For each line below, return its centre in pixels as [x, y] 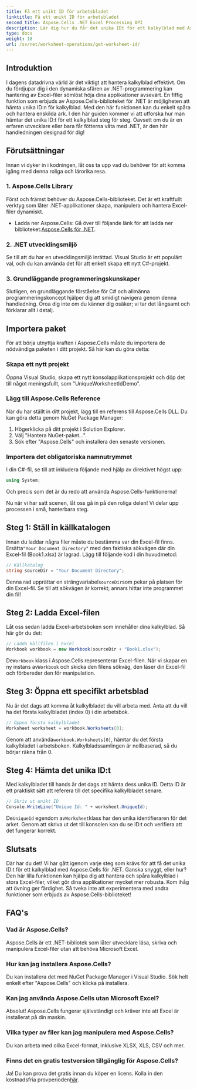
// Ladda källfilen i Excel [40, 644]
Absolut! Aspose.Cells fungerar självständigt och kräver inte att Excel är [93, 1011]
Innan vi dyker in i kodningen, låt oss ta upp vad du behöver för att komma [96, 165]
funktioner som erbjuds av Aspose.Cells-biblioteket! [69, 894]
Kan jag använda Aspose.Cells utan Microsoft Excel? [83, 998]
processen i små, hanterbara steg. [47, 509]
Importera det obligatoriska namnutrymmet [69, 457]
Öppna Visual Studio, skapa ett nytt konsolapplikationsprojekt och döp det [96, 377]
